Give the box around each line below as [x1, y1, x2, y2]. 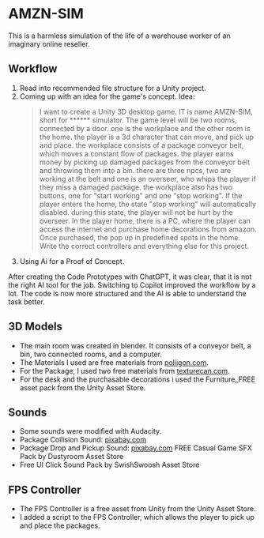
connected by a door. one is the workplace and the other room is [39, 123, 251, 133]
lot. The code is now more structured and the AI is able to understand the [8, 288, 247, 298]
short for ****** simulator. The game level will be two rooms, [39, 115, 237, 125]
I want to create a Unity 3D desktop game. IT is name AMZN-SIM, [39, 107, 253, 116]
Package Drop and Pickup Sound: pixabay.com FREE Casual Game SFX [19, 443, 252, 453]
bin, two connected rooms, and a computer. [19, 349, 162, 359]
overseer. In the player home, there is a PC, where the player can [39, 216, 251, 225]
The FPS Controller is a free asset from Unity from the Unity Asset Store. [19, 504, 256, 514]
